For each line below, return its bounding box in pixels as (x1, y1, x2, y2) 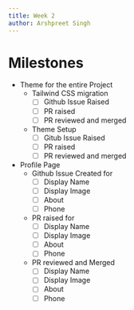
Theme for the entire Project (19, 80, 113, 90)
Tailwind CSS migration (31, 89, 109, 99)
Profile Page (19, 159, 61, 169)
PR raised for (31, 213, 75, 223)
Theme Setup (31, 124, 77, 134)
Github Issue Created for (31, 168, 113, 178)
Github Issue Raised (43, 97, 110, 107)
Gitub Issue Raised (43, 133, 105, 143)
